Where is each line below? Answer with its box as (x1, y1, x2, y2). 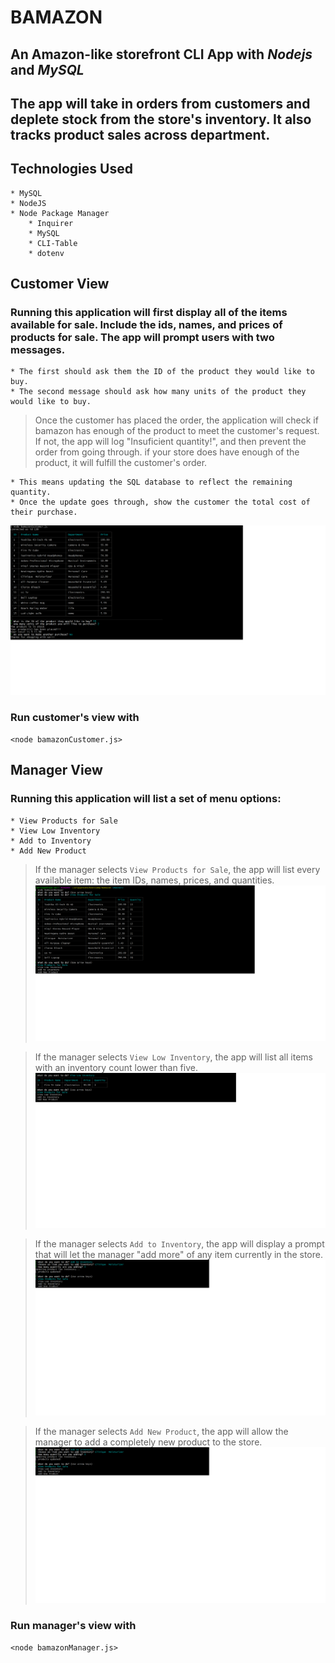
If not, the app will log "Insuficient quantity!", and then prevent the (34, 436, 307, 448)
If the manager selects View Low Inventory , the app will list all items (34, 1051, 313, 1063)
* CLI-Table (28, 238, 78, 248)
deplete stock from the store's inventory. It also (10, 111, 312, 128)
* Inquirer (28, 218, 74, 228)
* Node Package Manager (10, 208, 110, 218)
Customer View (10, 276, 110, 293)
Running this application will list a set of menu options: (10, 792, 282, 806)
